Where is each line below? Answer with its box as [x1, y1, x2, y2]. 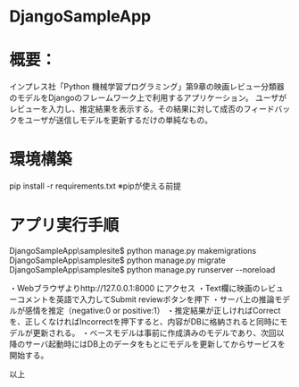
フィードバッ [243, 104, 291, 114]
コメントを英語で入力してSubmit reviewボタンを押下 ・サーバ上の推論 [16, 294, 275, 305]
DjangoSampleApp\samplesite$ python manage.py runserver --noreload [9, 265, 276, 274]
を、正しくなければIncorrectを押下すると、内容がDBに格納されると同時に [9, 316, 280, 327]
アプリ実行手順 [9, 215, 120, 236]
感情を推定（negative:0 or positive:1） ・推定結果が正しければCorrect [24, 306, 281, 315]
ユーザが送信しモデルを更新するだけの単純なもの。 [24, 114, 212, 126]
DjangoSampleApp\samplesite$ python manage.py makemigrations [9, 246, 257, 256]
